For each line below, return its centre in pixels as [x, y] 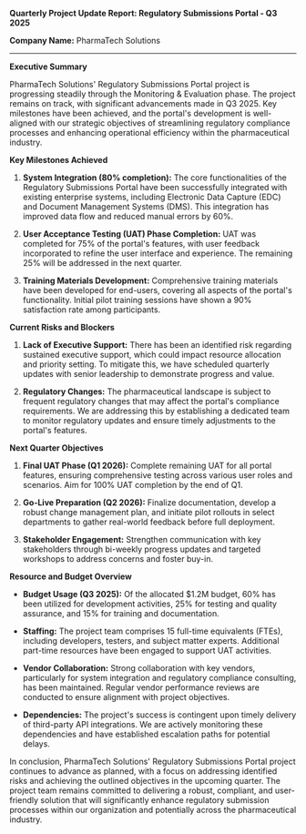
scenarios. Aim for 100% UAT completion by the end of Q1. [133, 485]
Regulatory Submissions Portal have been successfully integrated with [155, 187]
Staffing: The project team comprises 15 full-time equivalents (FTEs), [153, 631]
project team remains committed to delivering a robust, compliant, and [141, 790]
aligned [24, 123]
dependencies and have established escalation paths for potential [146, 734]
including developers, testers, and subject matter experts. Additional [151, 641]
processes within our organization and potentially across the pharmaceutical [153, 810]
